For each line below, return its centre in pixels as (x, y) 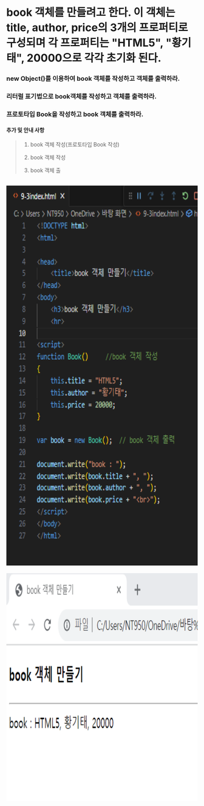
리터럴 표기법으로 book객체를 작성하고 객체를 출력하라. (81, 97)
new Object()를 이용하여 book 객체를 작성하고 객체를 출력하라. (93, 78)
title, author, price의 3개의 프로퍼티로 (97, 28)
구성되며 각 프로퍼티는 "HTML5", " (89, 43)
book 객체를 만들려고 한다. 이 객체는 (91, 12)
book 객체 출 (46, 170)
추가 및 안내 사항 (25, 130)
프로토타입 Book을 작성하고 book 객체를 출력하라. (75, 114)
